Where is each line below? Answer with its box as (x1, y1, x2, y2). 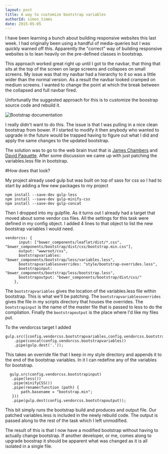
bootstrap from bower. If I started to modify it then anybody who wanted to (5, 127, 159, 133)
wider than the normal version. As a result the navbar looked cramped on (5, 77, 156, 83)
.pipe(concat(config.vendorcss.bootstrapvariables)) (14, 338, 126, 343)
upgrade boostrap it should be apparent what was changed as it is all (5, 438, 147, 444)
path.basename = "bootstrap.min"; (20, 389, 93, 394)
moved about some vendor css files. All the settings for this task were (5, 215, 149, 221)
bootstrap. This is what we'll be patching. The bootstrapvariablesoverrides (5, 293, 161, 299)
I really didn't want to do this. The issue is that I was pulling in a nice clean (5, 122, 158, 128)
